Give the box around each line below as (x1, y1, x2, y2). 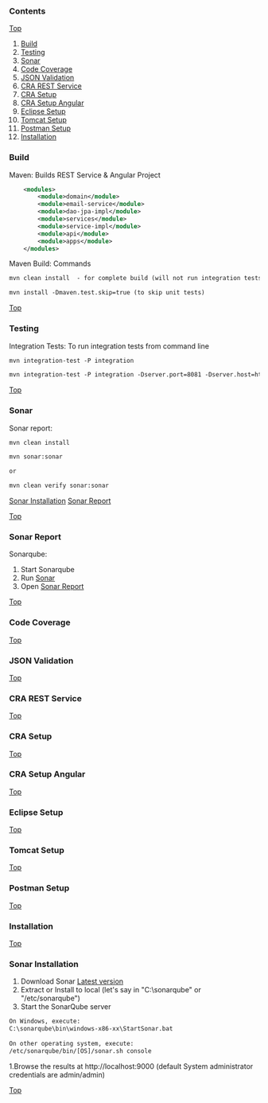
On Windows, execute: (9, 1017, 81, 1026)
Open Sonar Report (20, 582, 84, 591)
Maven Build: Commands (9, 259, 91, 268)
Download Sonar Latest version (20, 976, 124, 986)
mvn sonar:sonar (9, 453, 63, 461)
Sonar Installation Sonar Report (9, 496, 111, 506)
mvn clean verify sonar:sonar (9, 481, 110, 490)
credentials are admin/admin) (9, 1070, 106, 1079)
